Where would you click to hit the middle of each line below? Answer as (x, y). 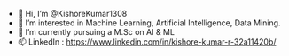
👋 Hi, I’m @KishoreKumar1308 (72, 14)
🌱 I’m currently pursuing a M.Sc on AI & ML (96, 32)
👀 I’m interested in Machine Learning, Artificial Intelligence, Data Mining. (149, 23)
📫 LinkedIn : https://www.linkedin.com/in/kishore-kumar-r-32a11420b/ (147, 42)
